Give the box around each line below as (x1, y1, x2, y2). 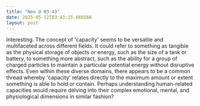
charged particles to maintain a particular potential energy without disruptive (6, 61, 195, 68)
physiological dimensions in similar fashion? (6, 93, 115, 100)
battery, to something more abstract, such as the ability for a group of (6, 55, 178, 63)
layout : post (6, 20, 39, 26)
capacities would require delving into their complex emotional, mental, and (6, 87, 190, 94)
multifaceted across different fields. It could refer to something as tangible (6, 42, 189, 49)
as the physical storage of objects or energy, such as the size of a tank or (6, 49, 187, 56)
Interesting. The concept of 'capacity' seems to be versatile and (6, 36, 164, 43)
